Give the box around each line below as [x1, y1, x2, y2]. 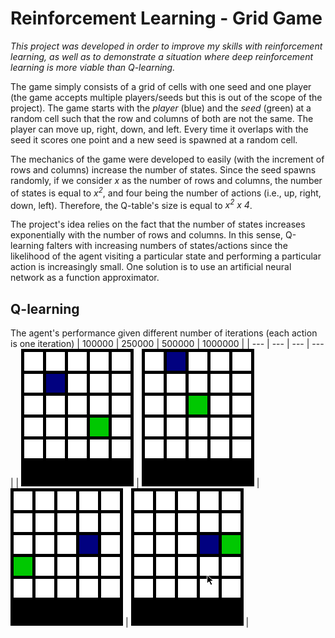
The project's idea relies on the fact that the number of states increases [10, 218, 306, 231]
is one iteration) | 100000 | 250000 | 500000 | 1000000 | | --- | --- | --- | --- [10, 338, 325, 350]
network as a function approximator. [10, 272, 160, 284]
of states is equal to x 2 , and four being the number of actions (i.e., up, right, [10, 185, 322, 199]
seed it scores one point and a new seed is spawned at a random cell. [10, 133, 298, 146]
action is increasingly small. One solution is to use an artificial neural [10, 261, 292, 273]
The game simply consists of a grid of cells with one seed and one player [10, 80, 312, 92]
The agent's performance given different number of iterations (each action [10, 327, 318, 339]
